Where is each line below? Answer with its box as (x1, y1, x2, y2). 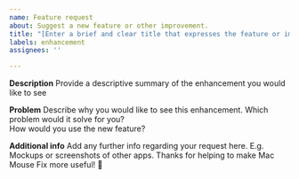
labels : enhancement (9, 37, 86, 47)
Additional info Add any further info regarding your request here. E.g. (9, 141, 264, 152)
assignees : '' (9, 46, 62, 55)
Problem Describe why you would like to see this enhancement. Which (9, 105, 269, 115)
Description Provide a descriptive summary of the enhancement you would (9, 78, 287, 89)
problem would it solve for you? (9, 114, 125, 125)
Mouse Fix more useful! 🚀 (9, 160, 103, 170)
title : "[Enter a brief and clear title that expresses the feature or (9, 29, 280, 38)
